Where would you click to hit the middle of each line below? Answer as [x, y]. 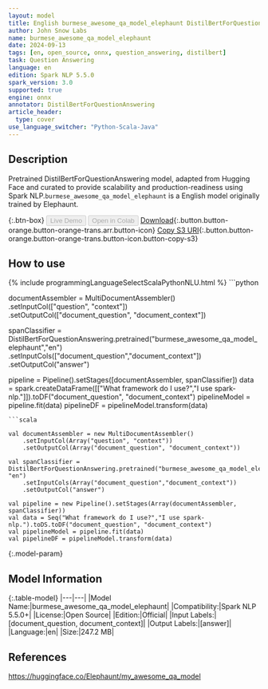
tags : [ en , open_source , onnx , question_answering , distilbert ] [117, 53]
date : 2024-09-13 [37, 46]
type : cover [35, 120]
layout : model [32, 16]
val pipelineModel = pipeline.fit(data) [77, 532]
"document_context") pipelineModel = [188, 397]
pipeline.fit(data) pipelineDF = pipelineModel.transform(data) [108, 406]
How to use [37, 263]
